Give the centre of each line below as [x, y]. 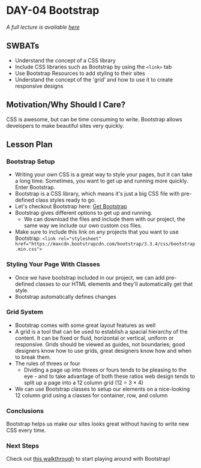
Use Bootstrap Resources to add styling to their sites [80, 73]
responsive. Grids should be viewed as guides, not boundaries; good [100, 344]
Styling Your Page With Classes [53, 265]
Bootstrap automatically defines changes [66, 296]
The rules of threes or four [48, 363]
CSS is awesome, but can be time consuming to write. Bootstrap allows [94, 119]
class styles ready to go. [66, 200]
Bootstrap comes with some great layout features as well [85, 325]
